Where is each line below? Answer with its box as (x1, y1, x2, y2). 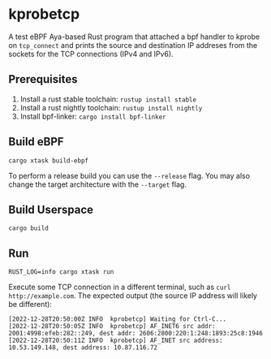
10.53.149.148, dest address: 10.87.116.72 (8, 344, 158, 352)
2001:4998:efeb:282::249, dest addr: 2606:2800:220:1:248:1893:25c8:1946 (8, 330, 264, 338)
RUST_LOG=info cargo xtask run (8, 268, 114, 276)
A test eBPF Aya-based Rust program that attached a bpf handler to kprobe (8, 32, 260, 41)
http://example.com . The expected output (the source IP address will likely (8, 291, 258, 301)
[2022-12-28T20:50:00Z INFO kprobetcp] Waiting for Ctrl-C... (8, 315, 227, 323)
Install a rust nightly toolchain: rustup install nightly (19, 102, 203, 112)
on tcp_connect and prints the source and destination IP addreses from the (8, 40, 258, 50)
